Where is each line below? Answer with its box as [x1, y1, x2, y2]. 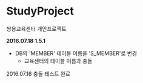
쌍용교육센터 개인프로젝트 [6, 25, 67, 32]
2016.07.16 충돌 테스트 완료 [6, 70, 71, 77]
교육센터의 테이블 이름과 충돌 [24, 57, 93, 64]
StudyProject [6, 4, 74, 18]
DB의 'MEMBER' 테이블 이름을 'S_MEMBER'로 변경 [15, 50, 138, 57]
